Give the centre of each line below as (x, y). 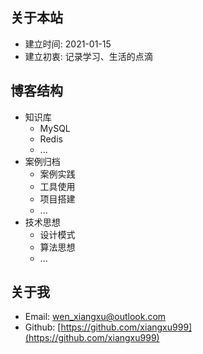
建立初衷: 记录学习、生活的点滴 (88, 56)
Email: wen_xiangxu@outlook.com (95, 317)
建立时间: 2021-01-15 (68, 44)
